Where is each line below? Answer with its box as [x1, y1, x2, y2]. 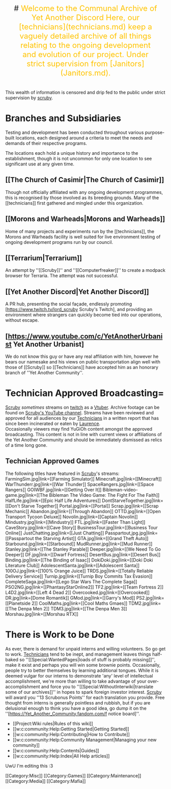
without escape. [5, 317, 39, 323]
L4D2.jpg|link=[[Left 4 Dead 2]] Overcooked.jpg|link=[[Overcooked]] [5, 589, 150, 596]
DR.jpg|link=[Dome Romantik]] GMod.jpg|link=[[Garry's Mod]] [5, 595, 135, 601]
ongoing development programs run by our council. [5, 239, 113, 245]
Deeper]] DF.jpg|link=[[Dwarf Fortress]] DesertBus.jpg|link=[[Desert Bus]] [5, 551, 161, 557]
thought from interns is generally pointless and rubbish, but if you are [5, 699, 151, 706]
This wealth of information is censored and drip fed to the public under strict [5, 90, 165, 95]
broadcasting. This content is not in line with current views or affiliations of [5, 431, 162, 437]
